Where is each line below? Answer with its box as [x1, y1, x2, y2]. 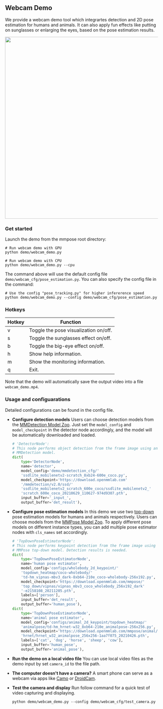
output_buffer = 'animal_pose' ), [21, 647, 84, 652]
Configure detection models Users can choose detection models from [12, 417, 154, 422]
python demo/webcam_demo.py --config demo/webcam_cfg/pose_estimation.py [5, 295, 158, 300]
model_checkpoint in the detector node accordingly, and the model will [12, 427, 152, 433]
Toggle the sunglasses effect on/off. [29, 335, 112, 341]
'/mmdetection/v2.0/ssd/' [21, 482, 74, 487]
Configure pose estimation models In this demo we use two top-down [12, 509, 154, 515]
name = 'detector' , [21, 464, 56, 469]
